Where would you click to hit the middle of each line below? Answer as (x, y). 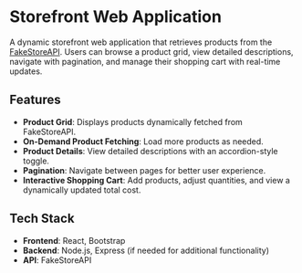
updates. (26, 71)
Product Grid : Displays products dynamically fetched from (133, 121)
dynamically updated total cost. (82, 190)
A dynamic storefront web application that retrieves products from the (141, 42)
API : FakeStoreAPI (57, 260)
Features (35, 100)
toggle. (36, 161)
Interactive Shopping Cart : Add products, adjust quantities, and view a (156, 180)
